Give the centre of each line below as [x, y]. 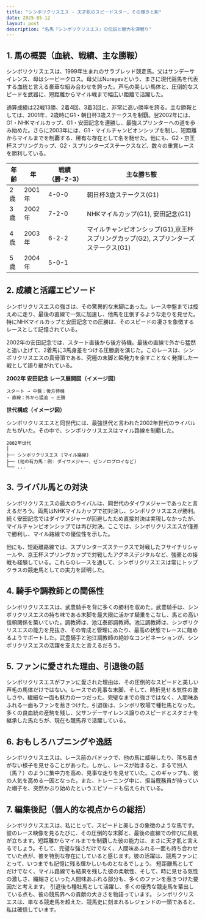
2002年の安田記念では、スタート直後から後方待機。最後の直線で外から [96, 342]
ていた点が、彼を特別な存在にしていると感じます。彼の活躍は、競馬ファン [99, 856]
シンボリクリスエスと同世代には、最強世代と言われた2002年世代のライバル [101, 423]
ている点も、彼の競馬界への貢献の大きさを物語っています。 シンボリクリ [98, 894]
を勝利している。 [28, 153]
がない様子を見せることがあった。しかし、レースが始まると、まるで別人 [97, 765]
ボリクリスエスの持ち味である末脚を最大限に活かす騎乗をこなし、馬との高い [103, 615]
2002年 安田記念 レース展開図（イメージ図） [63, 378]
